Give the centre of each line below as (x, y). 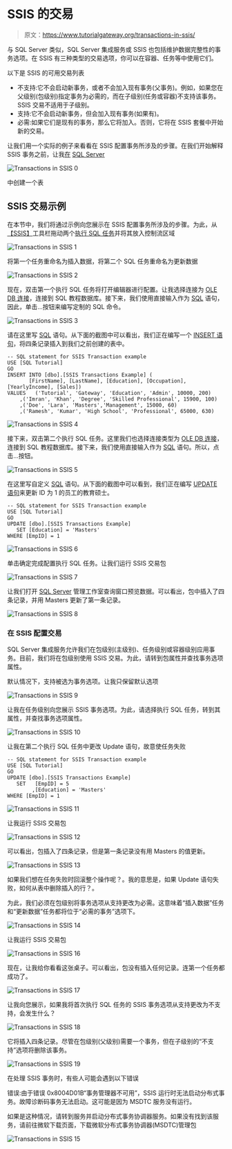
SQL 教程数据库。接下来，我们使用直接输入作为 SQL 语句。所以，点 (123, 447)
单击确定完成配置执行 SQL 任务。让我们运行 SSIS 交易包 (87, 563)
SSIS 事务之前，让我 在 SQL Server (56, 154)
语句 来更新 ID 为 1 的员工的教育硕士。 (60, 492)
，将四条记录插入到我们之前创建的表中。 (71, 343)
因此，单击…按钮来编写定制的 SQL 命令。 (66, 306)
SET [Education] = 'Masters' (58, 530)
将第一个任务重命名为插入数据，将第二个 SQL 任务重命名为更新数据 (103, 261)
